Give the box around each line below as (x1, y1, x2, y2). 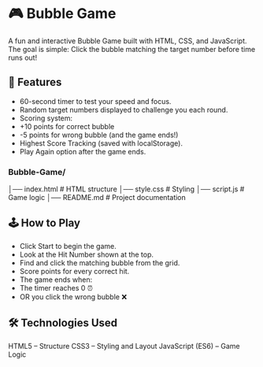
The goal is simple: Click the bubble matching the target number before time (8, 44, 256, 54)
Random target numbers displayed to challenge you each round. (19, 105, 228, 114)
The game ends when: (19, 275, 93, 284)
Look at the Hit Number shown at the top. (19, 250, 154, 259)
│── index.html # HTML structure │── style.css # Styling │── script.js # (8, 184, 245, 194)
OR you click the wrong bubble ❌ (19, 291, 128, 302)
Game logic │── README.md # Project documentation (8, 193, 187, 202)
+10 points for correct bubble (19, 121, 115, 131)
